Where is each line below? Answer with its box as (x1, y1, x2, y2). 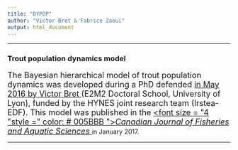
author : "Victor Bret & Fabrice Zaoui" (7, 17, 125, 24)
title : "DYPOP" (7, 10, 52, 18)
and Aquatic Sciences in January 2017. (7, 126, 140, 136)
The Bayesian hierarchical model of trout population (7, 70, 202, 80)
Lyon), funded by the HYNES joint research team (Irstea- (7, 97, 220, 108)
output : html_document (7, 23, 74, 31)
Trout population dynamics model (7, 54, 126, 64)
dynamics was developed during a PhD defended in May (7, 79, 220, 90)
